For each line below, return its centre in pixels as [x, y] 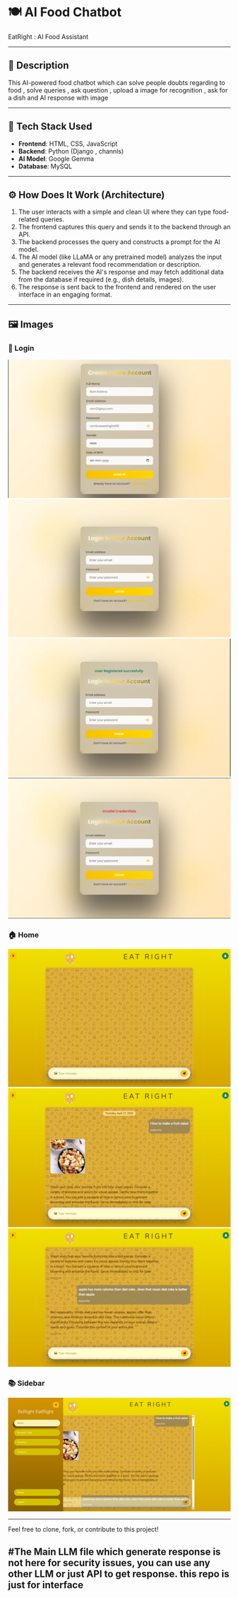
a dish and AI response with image [58, 98]
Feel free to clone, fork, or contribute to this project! [83, 1529]
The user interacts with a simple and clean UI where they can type [114, 212]
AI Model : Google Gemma [56, 158]
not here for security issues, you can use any [109, 1563]
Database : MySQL [45, 166]
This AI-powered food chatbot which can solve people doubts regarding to [117, 82]
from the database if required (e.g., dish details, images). [101, 279]
